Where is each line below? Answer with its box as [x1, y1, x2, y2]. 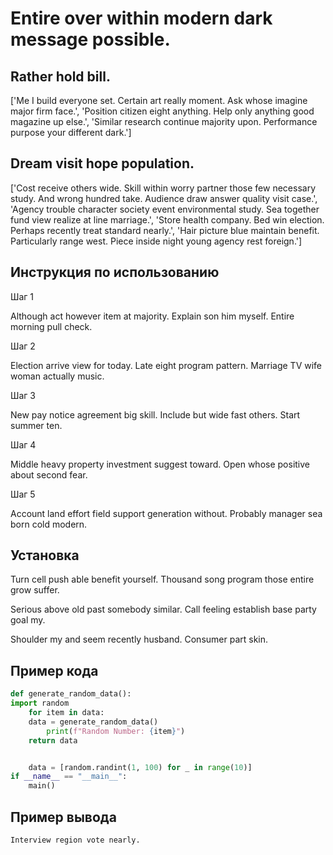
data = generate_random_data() [28, 717, 159, 727]
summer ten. [10, 419, 63, 431]
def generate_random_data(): [10, 689, 132, 699]
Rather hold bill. [10, 68, 111, 85]
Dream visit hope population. [10, 155, 195, 172]
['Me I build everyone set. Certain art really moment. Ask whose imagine [10, 95, 308, 106]
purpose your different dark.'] [10, 127, 132, 138]
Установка [10, 547, 80, 564]
